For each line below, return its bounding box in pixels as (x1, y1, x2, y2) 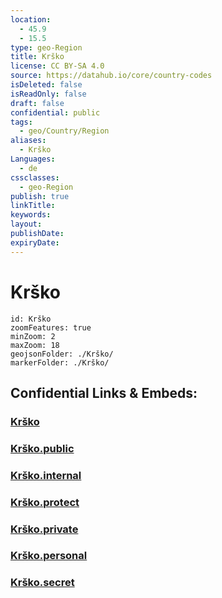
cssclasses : (10, 172, 60, 183)
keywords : (10, 210, 52, 220)
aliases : (10, 136, 47, 146)
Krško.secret (10, 576, 75, 590)
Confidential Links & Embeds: (10, 384, 198, 401)
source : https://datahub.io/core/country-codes (10, 71, 213, 81)
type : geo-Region (10, 42, 83, 53)
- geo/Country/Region (19, 126, 110, 136)
